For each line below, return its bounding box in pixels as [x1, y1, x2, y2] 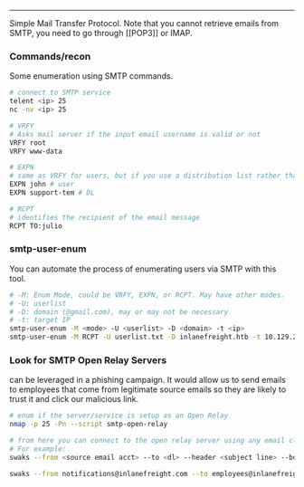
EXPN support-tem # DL [9, 188, 95, 197]
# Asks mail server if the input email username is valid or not [9, 129, 261, 138]
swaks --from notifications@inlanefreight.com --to [9, 469, 208, 478]
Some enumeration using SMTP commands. [9, 71, 174, 81]
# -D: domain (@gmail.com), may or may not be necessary [9, 307, 229, 317]
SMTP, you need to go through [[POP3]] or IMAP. [9, 28, 193, 38]
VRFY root [9, 138, 47, 148]
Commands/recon [9, 50, 91, 62]
